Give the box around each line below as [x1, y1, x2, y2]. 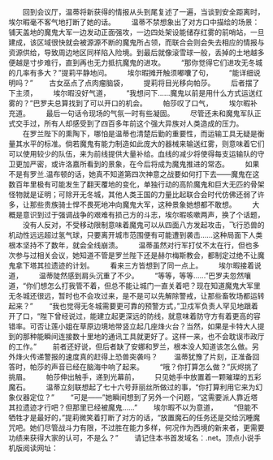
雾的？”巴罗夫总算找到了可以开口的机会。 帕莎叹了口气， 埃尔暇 [8, 98, 251, 108]
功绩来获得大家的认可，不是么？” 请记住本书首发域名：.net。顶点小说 [8, 433, 254, 442]
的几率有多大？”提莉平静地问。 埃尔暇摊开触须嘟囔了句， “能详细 [8, 68, 254, 77]
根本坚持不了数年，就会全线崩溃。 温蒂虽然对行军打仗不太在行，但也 [8, 240, 253, 250]
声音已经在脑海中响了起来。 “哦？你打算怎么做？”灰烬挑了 [50, 362, 259, 372]
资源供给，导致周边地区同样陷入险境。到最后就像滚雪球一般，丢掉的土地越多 [8, 48, 265, 57]
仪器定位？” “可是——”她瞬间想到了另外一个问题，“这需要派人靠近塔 [15, 393, 258, 402]
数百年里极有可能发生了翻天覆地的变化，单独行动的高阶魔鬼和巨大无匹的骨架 [8, 179, 265, 189]
